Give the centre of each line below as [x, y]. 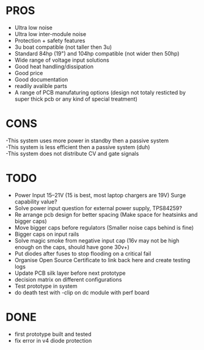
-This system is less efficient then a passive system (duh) [78, 147]
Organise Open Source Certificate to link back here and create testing [102, 260]
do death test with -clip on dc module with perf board [82, 292]
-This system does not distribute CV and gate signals [72, 153]
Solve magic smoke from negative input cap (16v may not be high [97, 240]
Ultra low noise [33, 27]
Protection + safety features [50, 40]
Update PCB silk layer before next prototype [70, 273]
